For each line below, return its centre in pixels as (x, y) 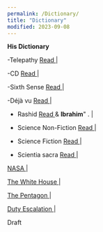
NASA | (18, 168)
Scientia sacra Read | (48, 155)
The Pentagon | (30, 196)
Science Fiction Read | (49, 141)
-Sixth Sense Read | (36, 87)
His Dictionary (29, 47)
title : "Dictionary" (37, 20)
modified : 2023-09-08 (39, 27)
